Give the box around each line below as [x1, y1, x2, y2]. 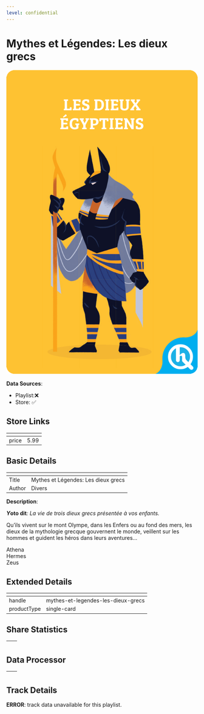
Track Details [6, 685, 58, 695]
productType [8, 605, 41, 613]
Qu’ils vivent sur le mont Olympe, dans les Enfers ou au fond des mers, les [6, 522, 192, 529]
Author [8, 484, 26, 491]
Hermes [6, 553, 26, 560]
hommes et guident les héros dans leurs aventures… [6, 534, 138, 542]
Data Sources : [6, 380, 43, 387]
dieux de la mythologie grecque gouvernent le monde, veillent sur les [6, 528, 180, 535]
